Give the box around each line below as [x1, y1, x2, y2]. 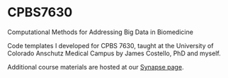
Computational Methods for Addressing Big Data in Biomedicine [7, 28, 193, 36]
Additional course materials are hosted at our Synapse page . [7, 62, 184, 71]
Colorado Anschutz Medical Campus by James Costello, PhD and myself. [7, 49, 221, 57]
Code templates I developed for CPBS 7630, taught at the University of [7, 41, 214, 50]
